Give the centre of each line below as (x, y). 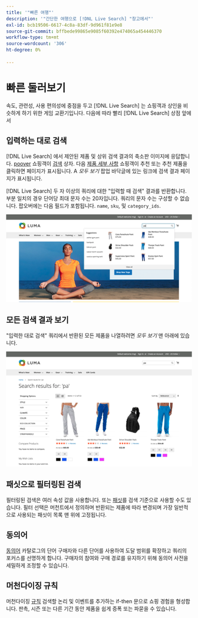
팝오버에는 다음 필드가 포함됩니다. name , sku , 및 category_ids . (90, 206)
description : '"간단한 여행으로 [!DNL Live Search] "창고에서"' (80, 19)
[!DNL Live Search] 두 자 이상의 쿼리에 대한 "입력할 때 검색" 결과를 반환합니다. (96, 191)
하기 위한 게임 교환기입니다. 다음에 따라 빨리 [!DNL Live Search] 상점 (101, 113)
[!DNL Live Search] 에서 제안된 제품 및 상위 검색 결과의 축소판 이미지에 (88, 156)
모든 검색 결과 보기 (37, 320)
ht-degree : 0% (24, 50)
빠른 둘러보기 (36, 88)
